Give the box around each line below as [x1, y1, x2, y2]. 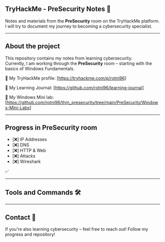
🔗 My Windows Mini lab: [5, 94, 54, 100]
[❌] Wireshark [12, 158, 41, 165]
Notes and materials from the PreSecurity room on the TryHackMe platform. [5, 18, 160, 24]
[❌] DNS [12, 142, 29, 148]
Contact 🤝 [5, 213, 36, 221]
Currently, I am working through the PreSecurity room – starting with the [5, 60, 152, 66]
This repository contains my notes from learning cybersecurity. [5, 55, 133, 61]
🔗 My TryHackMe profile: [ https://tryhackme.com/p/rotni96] [5, 75, 127, 81]
